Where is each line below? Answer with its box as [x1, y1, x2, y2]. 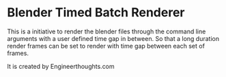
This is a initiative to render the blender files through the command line [7, 27, 206, 35]
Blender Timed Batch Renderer [7, 5, 185, 20]
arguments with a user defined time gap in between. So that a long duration [7, 34, 220, 42]
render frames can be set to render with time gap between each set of [7, 42, 205, 50]
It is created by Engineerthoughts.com [7, 62, 115, 70]
